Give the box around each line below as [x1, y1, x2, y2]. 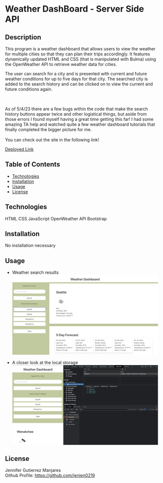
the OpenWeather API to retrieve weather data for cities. [5, 62, 117, 67]
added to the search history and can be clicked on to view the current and [5, 81, 153, 87]
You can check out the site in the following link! [5, 137, 99, 143]
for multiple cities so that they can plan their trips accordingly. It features [5, 51, 150, 57]
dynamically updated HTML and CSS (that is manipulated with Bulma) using [5, 56, 156, 62]
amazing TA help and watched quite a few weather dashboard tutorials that [5, 121, 155, 127]
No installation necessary [5, 243, 56, 249]
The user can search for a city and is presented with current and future [5, 71, 147, 76]
